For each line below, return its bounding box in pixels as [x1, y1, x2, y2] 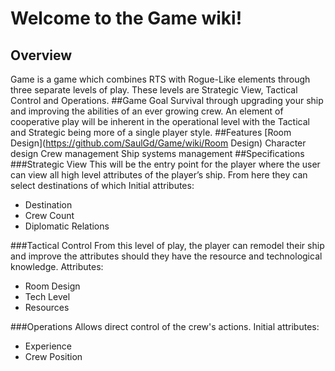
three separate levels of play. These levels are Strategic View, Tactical [10, 84, 298, 96]
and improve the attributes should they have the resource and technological [10, 250, 323, 262]
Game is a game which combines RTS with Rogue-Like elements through [10, 73, 311, 85]
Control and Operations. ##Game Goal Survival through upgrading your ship [10, 95, 324, 106]
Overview [10, 47, 73, 64]
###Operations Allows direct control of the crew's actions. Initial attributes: [10, 321, 320, 332]
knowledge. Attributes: [10, 261, 104, 272]
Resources [24, 302, 70, 313]
